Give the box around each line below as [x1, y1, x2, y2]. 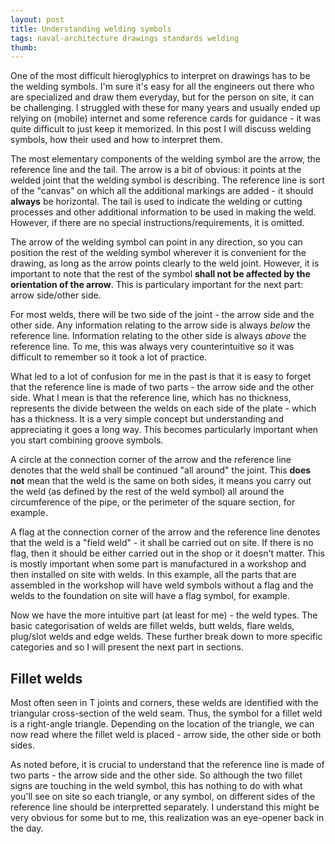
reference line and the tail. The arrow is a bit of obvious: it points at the [10, 164, 302, 176]
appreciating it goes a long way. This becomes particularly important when [10, 424, 319, 436]
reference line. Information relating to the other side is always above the [10, 330, 307, 342]
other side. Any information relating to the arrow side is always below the [10, 319, 311, 331]
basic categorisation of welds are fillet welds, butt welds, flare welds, [10, 620, 295, 632]
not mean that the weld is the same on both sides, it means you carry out [10, 475, 312, 487]
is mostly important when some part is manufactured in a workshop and [10, 558, 307, 570]
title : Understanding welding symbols [10, 24, 172, 34]
